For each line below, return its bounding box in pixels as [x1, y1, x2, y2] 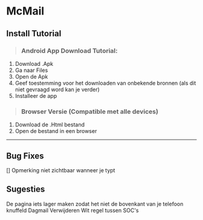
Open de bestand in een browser [14, 128, 97, 135]
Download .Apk [14, 60, 54, 67]
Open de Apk [14, 73, 48, 80]
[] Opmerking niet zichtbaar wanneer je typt [6, 166, 115, 173]
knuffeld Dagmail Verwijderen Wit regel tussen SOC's [6, 207, 139, 214]
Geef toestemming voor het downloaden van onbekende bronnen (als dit [14, 79, 196, 86]
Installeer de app [14, 92, 57, 99]
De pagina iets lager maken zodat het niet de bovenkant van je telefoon [6, 200, 184, 207]
